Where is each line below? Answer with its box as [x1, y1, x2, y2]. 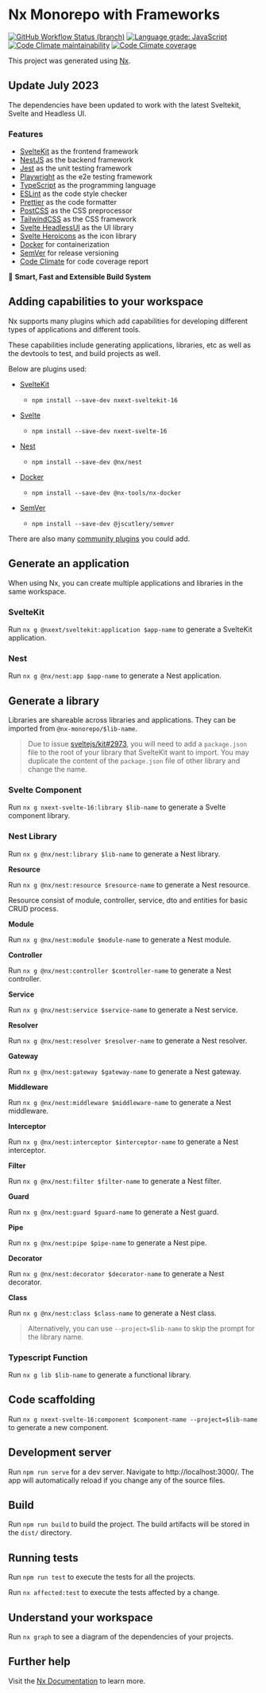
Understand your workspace [8, 1611, 153, 1624]
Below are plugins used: [8, 364, 87, 374]
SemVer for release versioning [19, 249, 119, 258]
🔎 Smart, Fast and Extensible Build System [8, 272, 152, 282]
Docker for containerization [19, 240, 110, 249]
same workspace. [8, 586, 67, 596]
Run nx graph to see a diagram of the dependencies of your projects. [8, 1632, 234, 1642]
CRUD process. [8, 903, 59, 913]
